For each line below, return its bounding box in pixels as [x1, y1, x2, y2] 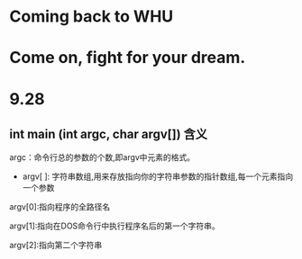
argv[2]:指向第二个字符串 [9, 240, 103, 251]
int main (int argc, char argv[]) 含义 [9, 126, 208, 141]
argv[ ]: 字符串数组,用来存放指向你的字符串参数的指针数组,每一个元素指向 [22, 171, 294, 182]
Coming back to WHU [9, 6, 174, 27]
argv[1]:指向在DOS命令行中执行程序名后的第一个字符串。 [9, 220, 221, 231]
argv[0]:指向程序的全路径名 [9, 201, 111, 212]
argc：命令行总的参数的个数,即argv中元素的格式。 [9, 152, 196, 163]
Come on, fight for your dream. [9, 48, 246, 68]
